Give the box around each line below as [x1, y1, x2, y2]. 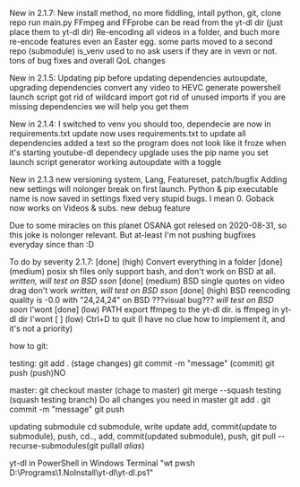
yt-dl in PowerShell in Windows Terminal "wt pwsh [9, 457, 195, 468]
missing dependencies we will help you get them [9, 101, 190, 111]
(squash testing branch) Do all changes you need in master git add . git [9, 395, 271, 404]
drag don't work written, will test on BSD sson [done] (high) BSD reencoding [9, 285, 291, 295]
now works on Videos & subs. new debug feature [9, 203, 191, 213]
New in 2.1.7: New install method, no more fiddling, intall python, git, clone [9, 8, 282, 18]
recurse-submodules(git [9, 440, 99, 451]
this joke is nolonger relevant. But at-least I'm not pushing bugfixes [9, 230, 257, 240]
